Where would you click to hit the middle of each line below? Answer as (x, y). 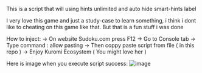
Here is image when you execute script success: (67, 64)
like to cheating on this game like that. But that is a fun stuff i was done (95, 27)
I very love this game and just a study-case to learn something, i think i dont (101, 20)
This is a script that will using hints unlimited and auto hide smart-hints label (101, 9)
